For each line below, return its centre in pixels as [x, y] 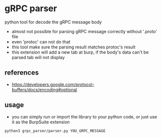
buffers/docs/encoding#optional [44, 89]
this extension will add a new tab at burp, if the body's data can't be [80, 52]
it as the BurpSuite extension [41, 122]
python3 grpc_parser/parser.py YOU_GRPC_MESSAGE [55, 131]
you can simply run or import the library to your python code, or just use [84, 117]
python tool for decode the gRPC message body [53, 22]
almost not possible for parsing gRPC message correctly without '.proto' [84, 31]
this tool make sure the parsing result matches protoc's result [73, 47]
